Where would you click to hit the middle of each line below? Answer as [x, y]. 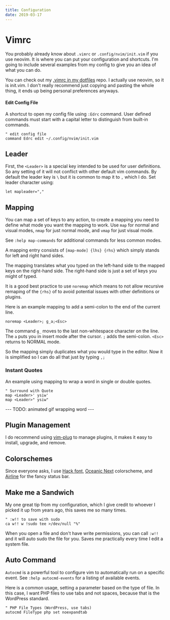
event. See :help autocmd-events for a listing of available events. [73, 578]
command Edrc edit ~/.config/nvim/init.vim [52, 138]
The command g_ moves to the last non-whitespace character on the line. [82, 331]
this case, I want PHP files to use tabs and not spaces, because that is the [82, 593]
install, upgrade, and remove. [36, 443]
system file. [17, 544]
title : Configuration [28, 10]
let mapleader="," [25, 192]
